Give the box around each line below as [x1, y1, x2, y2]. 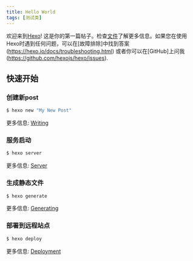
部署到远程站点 [6, 221, 50, 230]
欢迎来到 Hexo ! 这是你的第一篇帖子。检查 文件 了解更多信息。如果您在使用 [6, 32, 187, 40]
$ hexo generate [6, 193, 47, 199]
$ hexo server [6, 150, 42, 156]
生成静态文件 [6, 179, 44, 187]
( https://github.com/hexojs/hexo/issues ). [6, 54, 108, 62]
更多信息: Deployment [6, 248, 61, 255]
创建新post [6, 93, 39, 101]
